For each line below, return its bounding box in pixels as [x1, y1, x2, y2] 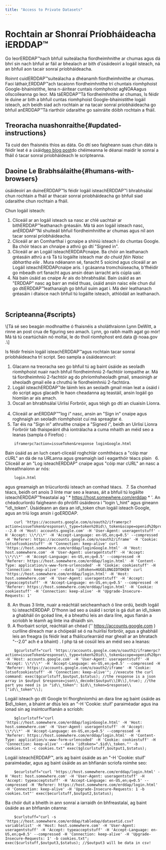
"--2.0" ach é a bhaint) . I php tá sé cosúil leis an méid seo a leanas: [12, 639, 151, 645]
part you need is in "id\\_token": [5, 683, 79, 688]
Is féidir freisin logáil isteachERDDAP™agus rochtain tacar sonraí [5, 349, 135, 355]
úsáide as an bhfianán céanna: [5, 805, 68, 810]
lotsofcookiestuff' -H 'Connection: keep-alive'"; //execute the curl [5, 670, 154, 675]
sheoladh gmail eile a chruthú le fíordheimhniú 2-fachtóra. [12, 379, 131, 385]
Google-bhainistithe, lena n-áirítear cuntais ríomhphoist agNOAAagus [5, 86, 147, 92]
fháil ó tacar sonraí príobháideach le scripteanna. [5, 153, 105, 159]
